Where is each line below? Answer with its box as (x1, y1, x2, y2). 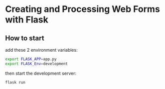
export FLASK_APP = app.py (5, 57, 57, 62)
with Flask (5, 14, 48, 25)
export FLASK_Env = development (5, 61, 68, 66)
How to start (5, 34, 44, 42)
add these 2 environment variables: (5, 47, 78, 53)
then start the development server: (5, 70, 76, 76)
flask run (5, 80, 26, 85)
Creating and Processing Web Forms (5, 3, 161, 15)
